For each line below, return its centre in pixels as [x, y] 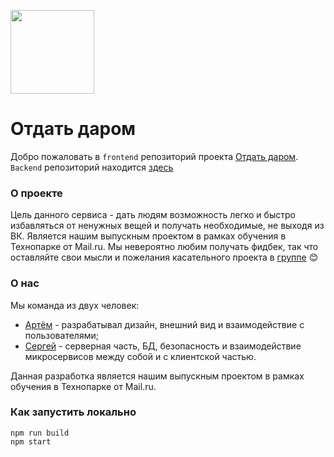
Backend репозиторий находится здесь [92, 167]
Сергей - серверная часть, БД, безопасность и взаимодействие [163, 346]
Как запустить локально [73, 412]
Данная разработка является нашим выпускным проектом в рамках [157, 376]
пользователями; [61, 335]
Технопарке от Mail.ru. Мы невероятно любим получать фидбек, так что [164, 247]
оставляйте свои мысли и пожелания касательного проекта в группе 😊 [164, 257]
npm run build [40, 433]
